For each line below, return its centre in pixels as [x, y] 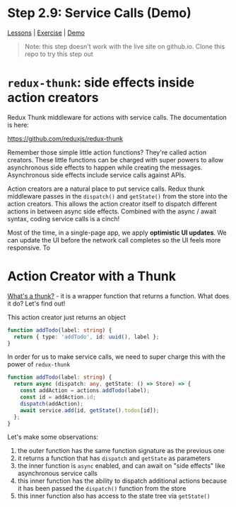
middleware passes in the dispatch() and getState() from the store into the [118, 196]
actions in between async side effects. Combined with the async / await [112, 211]
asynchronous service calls [57, 474]
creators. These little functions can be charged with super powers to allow [116, 160]
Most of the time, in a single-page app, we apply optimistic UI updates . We [117, 233]
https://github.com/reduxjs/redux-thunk [65, 138]
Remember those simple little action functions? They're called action [107, 152]
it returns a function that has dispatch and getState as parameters [114, 458]
